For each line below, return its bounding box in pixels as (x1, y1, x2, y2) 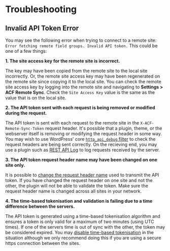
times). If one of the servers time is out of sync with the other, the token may (5, 224, 165, 230)
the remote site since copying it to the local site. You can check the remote (5, 79, 161, 84)
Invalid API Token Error (5, 24, 79, 33)
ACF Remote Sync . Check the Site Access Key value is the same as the (5, 89, 155, 95)
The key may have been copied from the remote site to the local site (5, 68, 148, 74)
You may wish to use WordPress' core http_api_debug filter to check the (5, 136, 156, 142)
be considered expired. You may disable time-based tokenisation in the (5, 230, 154, 235)
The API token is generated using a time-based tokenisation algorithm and (5, 213, 161, 219)
